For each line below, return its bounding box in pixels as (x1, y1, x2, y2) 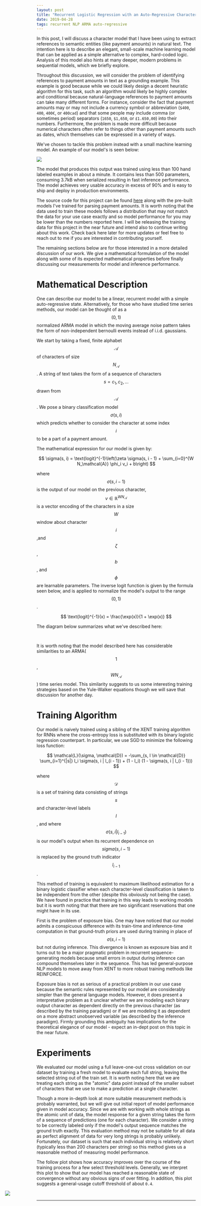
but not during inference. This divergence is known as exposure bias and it (36, 944, 192, 950)
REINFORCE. (36, 971, 63, 977)
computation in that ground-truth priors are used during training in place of (36, 928, 192, 934)
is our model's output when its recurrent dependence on (36, 838, 154, 844)
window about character (36, 519, 87, 525)
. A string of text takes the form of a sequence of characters (36, 371, 162, 377)
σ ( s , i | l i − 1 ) (106, 829, 127, 836)
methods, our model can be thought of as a (36, 306, 127, 312)
